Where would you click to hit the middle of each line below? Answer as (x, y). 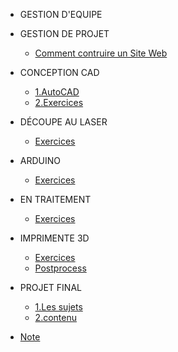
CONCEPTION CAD (59, 72)
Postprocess (60, 268)
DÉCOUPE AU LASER (63, 122)
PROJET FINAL (50, 287)
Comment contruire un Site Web (101, 53)
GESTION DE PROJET (64, 33)
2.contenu (55, 317)
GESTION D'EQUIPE (61, 14)
